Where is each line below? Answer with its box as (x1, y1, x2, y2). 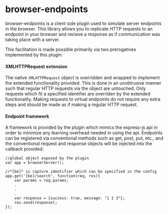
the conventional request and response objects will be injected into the (5, 140, 152, 147)
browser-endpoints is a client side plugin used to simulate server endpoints (5, 20, 162, 26)
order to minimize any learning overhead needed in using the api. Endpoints (5, 130, 163, 136)
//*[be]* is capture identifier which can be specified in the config (5, 169, 157, 174)
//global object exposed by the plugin (5, 156, 89, 161)
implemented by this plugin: (5, 52, 63, 58)
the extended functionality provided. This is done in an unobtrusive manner (5, 80, 161, 86)
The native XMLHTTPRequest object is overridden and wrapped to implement (5, 75, 160, 81)
